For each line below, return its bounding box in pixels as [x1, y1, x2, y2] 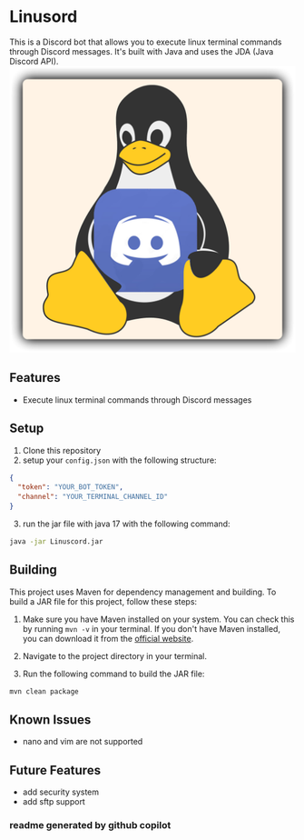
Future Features [9, 762, 102, 778]
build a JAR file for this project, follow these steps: [9, 595, 198, 606]
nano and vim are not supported [22, 736, 143, 747]
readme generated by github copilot [9, 819, 172, 832]
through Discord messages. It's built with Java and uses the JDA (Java [9, 45, 274, 56]
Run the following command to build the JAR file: [22, 668, 205, 679]
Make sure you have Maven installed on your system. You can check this [22, 614, 295, 625]
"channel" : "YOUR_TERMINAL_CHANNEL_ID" [17, 493, 169, 502]
